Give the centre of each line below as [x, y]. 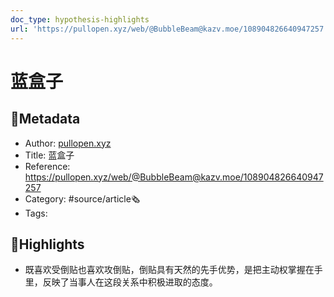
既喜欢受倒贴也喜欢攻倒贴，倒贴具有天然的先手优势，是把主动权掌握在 [169, 270]
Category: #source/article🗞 [82, 198]
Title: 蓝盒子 [49, 155]
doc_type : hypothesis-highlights [80, 19]
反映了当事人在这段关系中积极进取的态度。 [130, 282]
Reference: [47, 166]
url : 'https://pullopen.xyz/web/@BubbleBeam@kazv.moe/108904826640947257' [169, 29]
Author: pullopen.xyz [68, 143]
